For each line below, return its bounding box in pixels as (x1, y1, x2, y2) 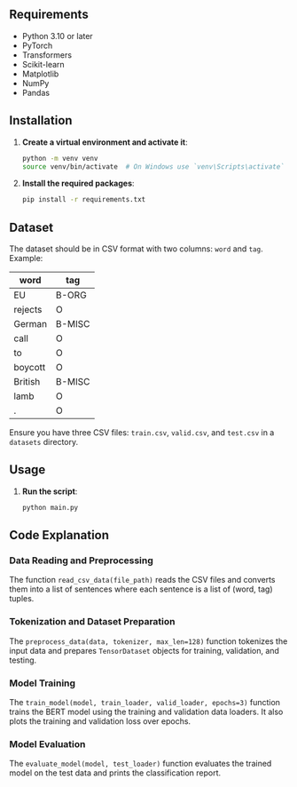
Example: (9, 253, 43, 264)
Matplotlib (21, 68, 59, 79)
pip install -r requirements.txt (21, 195, 146, 204)
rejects (13, 304, 43, 316)
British (13, 376, 41, 388)
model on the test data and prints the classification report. (9, 767, 222, 778)
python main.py (21, 503, 79, 512)
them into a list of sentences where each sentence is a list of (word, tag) (9, 584, 273, 594)
